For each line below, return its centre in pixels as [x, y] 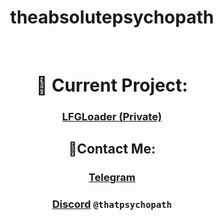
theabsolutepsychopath [112, 17]
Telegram [112, 178]
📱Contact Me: [112, 149]
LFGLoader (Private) [112, 117]
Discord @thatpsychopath [112, 204]
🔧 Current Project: [112, 85]
